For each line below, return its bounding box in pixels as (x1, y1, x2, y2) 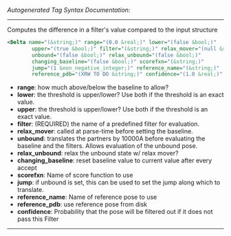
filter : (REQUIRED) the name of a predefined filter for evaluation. (16, 120, 200, 128)
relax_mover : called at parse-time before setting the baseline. (16, 127, 194, 136)
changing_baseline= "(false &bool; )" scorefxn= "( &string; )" (32, 58, 205, 65)
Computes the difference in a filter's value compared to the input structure (7, 25, 218, 34)
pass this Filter (16, 215, 59, 223)
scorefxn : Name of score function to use (16, 171, 133, 180)
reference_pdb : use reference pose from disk (16, 200, 148, 208)
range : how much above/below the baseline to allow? (16, 83, 169, 92)
